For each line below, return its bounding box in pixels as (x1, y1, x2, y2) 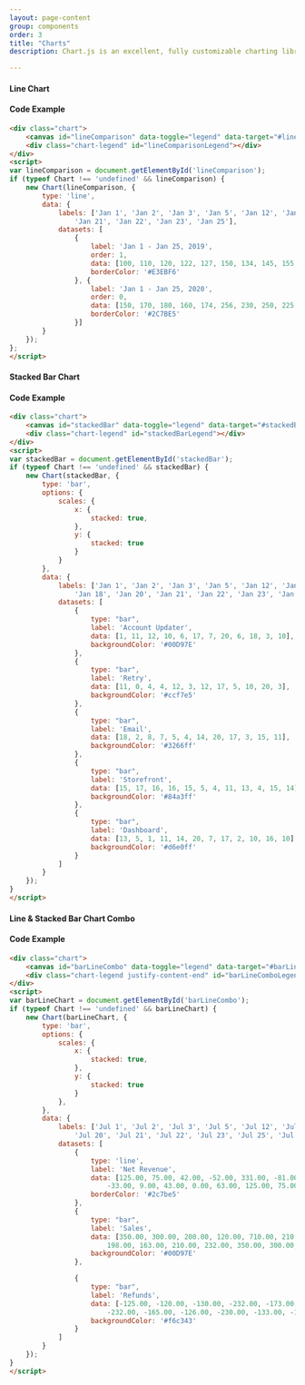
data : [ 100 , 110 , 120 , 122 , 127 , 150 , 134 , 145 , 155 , (90, 259, 299, 268)
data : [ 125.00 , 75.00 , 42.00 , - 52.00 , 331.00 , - (90, 1173, 279, 1183)
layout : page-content (9, 13, 92, 23)
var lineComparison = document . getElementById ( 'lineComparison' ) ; (9, 166, 266, 175)
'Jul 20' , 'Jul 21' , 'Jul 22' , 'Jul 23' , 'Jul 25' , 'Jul (74, 1131, 295, 1140)
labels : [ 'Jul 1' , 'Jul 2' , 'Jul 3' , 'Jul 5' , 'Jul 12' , (57, 1123, 279, 1132)
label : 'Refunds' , (90, 1291, 161, 1300)
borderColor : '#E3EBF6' (90, 267, 181, 277)
